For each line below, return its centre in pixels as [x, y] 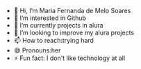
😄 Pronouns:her [37, 50]
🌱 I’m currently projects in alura [58, 25]
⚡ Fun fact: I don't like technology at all [69, 58]
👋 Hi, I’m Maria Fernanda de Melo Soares [72, 11]
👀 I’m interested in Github [50, 18]
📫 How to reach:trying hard [53, 40]
